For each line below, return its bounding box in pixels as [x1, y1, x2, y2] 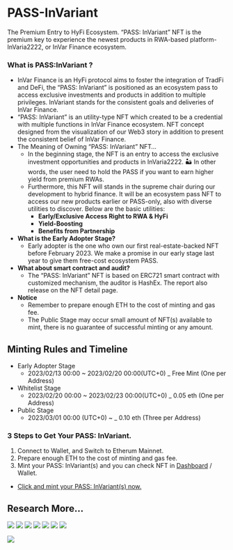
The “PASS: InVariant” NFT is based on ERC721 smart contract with [27, 272, 220, 280]
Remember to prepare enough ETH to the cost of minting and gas [27, 301, 216, 309]
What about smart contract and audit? [17, 264, 130, 272]
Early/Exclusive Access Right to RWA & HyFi [38, 212, 168, 221]
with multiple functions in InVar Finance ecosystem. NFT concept [17, 120, 204, 129]
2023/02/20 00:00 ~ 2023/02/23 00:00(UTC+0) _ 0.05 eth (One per [27, 391, 225, 400]
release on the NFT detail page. [27, 286, 118, 294]
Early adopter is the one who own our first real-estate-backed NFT [27, 242, 219, 250]
